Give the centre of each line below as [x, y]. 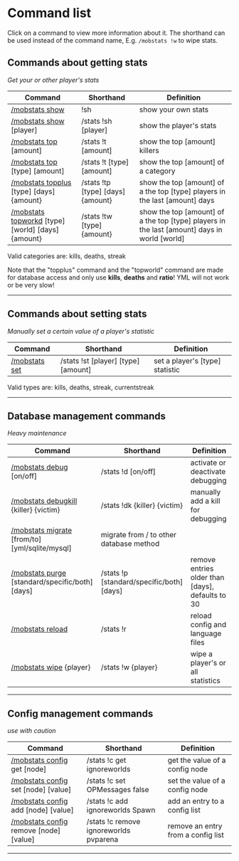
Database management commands [86, 416]
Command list [49, 13]
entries [202, 569]
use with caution [32, 731]
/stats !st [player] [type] [100, 361]
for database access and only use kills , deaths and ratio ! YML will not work [118, 277]
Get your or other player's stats [53, 80]
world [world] [162, 238]
